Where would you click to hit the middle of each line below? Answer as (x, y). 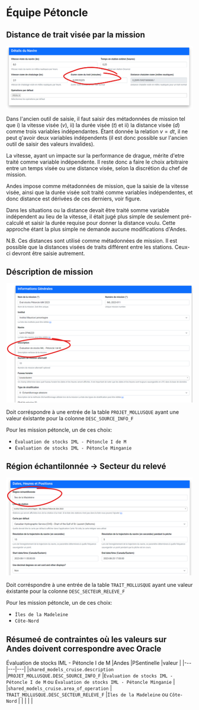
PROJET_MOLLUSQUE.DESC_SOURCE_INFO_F (54, 676)
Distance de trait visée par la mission (76, 35)
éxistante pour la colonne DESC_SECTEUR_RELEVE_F (66, 591)
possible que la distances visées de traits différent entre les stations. (90, 247)
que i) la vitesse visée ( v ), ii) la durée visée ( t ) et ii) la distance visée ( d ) (93, 125)
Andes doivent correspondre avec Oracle (84, 648)
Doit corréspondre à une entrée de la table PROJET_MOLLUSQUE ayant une (93, 412)
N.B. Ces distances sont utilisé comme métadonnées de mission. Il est (92, 240)
